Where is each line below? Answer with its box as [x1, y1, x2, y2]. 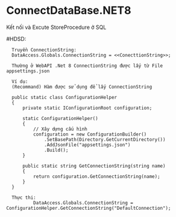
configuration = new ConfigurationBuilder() [33, 131, 147, 137]
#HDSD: [6, 35, 27, 42]
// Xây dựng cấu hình [33, 126, 87, 132]
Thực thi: [11, 194, 36, 201]
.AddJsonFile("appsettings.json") [44, 142, 131, 148]
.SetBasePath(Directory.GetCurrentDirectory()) [44, 136, 166, 142]
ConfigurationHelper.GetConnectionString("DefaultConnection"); [6, 205, 171, 211]
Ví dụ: [11, 78, 28, 84]
